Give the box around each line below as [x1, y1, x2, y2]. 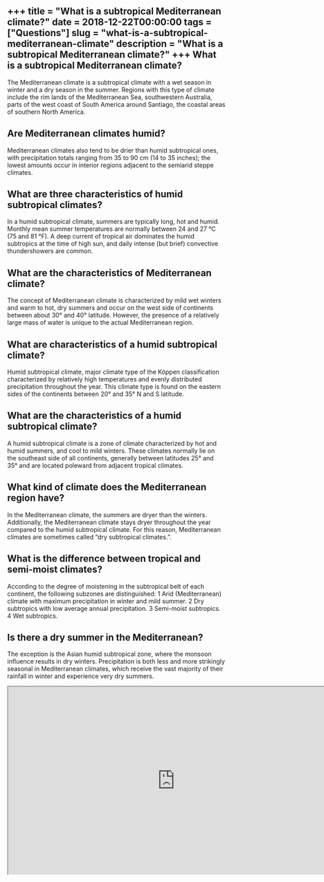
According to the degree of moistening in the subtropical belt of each [7, 582, 205, 590]
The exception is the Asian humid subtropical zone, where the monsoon [7, 650, 213, 658]
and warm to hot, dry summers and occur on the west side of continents [7, 304, 213, 312]
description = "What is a [116, 38, 224, 50]
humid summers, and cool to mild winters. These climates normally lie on [7, 447, 215, 455]
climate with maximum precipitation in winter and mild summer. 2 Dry [7, 596, 204, 605]
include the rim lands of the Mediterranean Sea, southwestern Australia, [7, 93, 213, 101]
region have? [7, 492, 64, 504]
